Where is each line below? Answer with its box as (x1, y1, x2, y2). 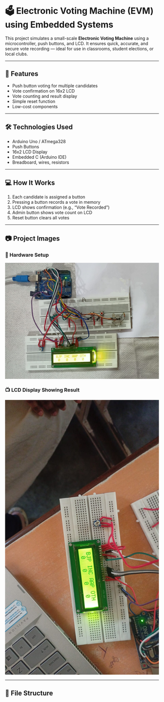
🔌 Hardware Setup (5, 251, 49, 258)
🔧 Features (5, 70, 39, 78)
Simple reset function (12, 98, 56, 104)
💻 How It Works (5, 178, 55, 187)
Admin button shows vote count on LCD (12, 210, 93, 216)
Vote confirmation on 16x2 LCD (12, 88, 75, 94)
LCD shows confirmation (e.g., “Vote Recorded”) (12, 204, 110, 210)
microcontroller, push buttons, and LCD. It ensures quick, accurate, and (5, 40, 148, 46)
